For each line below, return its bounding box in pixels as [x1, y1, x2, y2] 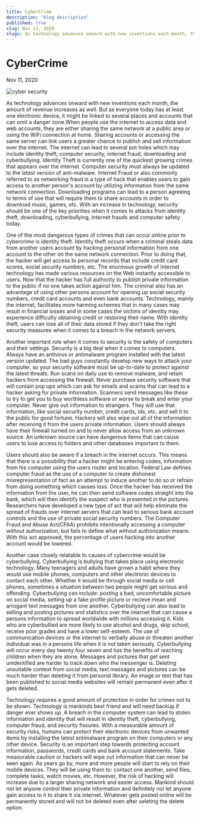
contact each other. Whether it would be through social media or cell [6, 577, 174, 584]
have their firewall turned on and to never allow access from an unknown [6, 427, 185, 434]
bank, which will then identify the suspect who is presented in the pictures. [6, 496, 190, 503]
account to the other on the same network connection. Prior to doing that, [6, 251, 187, 258]
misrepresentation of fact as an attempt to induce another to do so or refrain [6, 477, 193, 484]
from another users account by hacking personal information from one [6, 244, 179, 251]
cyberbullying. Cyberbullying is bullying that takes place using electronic [6, 558, 185, 565]
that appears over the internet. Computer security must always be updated [6, 163, 189, 170]
